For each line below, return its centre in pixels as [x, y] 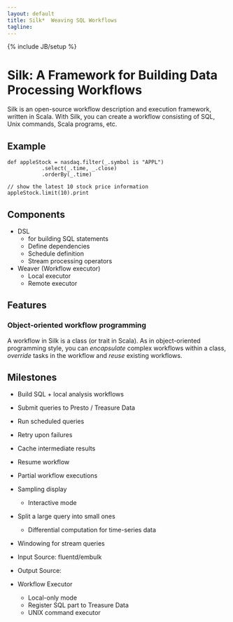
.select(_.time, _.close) [79, 169]
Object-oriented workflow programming [77, 325]
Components [36, 214]
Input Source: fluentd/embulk [59, 557]
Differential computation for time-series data [92, 530]
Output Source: [39, 571]
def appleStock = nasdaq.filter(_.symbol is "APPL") [86, 163]
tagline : [20, 27]
